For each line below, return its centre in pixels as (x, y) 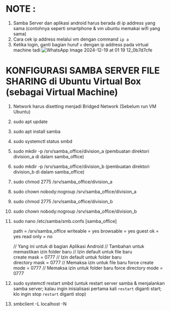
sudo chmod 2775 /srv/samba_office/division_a (63, 182)
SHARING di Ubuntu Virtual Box (74, 81)
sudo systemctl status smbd (43, 141)
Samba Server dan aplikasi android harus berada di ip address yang (84, 23)
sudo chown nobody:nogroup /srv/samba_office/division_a (75, 191)
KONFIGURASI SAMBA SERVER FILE (83, 70)
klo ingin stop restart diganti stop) (50, 294)
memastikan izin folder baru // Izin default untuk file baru (73, 251)
